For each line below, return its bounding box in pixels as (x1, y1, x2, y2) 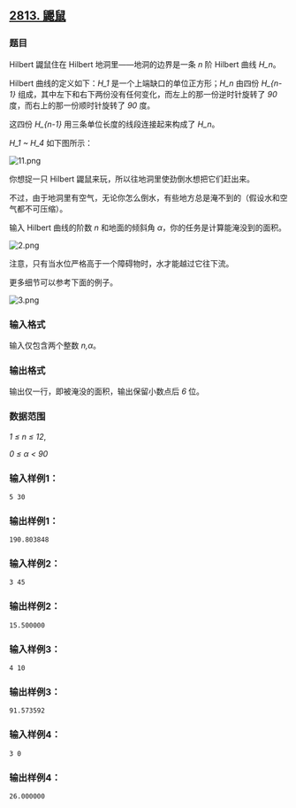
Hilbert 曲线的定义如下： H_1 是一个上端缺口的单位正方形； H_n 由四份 (9, 78, 260, 88)
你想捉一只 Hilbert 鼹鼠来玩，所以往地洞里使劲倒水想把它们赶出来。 (9, 173, 254, 184)
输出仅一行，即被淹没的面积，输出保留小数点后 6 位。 (9, 386, 205, 396)
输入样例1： (9, 472, 59, 484)
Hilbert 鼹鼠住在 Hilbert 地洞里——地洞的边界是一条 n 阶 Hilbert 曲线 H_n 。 (9, 58, 281, 69)
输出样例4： (9, 771, 61, 783)
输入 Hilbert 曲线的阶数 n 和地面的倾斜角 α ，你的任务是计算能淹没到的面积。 (9, 222, 287, 233)
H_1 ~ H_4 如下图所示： (9, 137, 94, 148)
